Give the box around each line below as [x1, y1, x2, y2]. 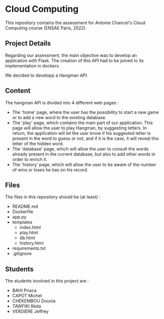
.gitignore [12, 251, 32, 256]
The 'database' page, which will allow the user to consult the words [12, 146, 149, 152]
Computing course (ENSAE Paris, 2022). [5, 25, 87, 31]
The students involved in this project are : [5, 278, 89, 284]
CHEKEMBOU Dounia [12, 298, 55, 304]
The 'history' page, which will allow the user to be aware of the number [12, 161, 157, 167]
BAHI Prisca [12, 287, 37, 293]
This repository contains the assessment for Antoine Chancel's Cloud [5, 20, 146, 26]
